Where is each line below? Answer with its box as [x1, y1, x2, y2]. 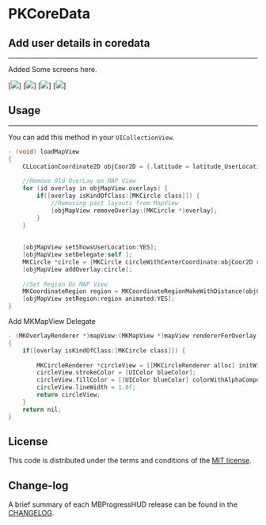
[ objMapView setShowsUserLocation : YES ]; [22, 243, 158, 252]
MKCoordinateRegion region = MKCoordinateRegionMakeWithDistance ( [22, 287, 246, 295]
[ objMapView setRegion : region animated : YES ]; [22, 295, 176, 303]
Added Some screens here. [8, 65, 97, 74]
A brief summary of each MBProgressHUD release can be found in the [8, 500, 238, 509]
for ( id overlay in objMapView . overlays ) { [22, 185, 169, 192]
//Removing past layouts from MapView [50, 199, 179, 207]
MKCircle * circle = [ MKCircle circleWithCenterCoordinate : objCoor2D [22, 258, 253, 266]
